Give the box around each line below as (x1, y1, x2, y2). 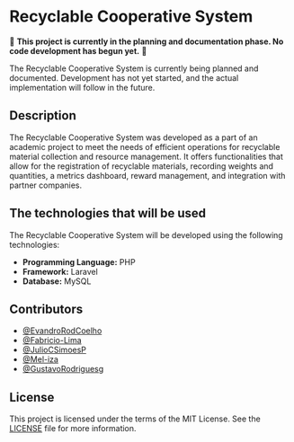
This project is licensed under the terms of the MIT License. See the (9, 413, 261, 424)
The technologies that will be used (9, 206, 207, 221)
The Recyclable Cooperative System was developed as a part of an (9, 132, 258, 143)
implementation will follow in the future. (9, 82, 156, 93)
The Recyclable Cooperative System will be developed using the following (9, 229, 283, 240)
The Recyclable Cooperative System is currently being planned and (9, 63, 259, 74)
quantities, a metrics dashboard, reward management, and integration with (9, 170, 286, 181)
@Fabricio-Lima (22, 335, 83, 346)
